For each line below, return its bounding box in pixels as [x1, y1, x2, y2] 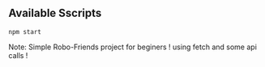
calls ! [8, 50, 28, 60]
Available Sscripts [8, 6, 102, 20]
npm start [8, 27, 42, 36]
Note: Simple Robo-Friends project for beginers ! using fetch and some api [8, 42, 258, 52]
